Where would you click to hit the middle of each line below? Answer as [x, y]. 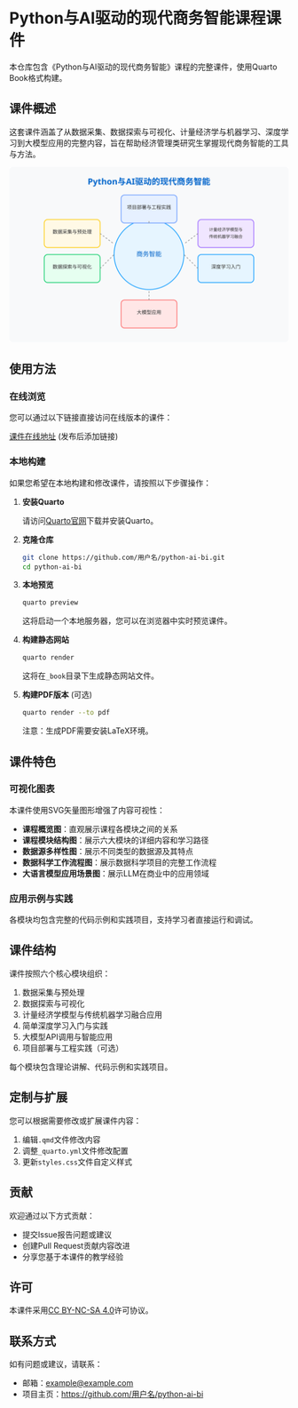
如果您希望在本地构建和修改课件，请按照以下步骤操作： [110, 483]
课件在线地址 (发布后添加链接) [64, 436]
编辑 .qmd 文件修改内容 [61, 1140]
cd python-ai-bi [52, 567]
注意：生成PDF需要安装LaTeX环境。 [87, 731]
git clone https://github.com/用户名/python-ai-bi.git [123, 557]
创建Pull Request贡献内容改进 [76, 1245]
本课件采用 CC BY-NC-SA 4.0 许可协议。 [81, 1310]
